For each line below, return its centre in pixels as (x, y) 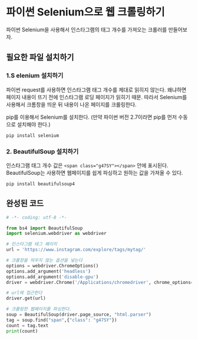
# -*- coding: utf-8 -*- (37, 217)
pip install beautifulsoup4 (41, 184)
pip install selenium (33, 135)
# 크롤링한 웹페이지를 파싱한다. (39, 309)
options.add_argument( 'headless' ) (49, 271)
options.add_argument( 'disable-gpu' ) (52, 277)
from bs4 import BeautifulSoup (44, 228)
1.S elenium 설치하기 (35, 76)
